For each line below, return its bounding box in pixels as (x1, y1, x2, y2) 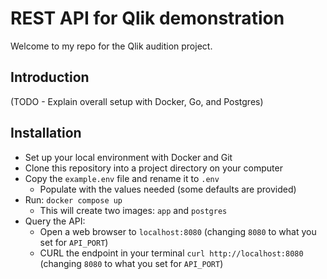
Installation (10, 125, 82, 142)
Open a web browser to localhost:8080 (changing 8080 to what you (39, 225, 317, 237)
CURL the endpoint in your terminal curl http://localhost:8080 (39, 247, 304, 259)
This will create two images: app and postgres (39, 204, 228, 216)
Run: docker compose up (24, 193, 123, 206)
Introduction (10, 69, 90, 86)
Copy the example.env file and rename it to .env (24, 172, 220, 184)
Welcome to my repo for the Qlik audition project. (10, 40, 213, 52)
